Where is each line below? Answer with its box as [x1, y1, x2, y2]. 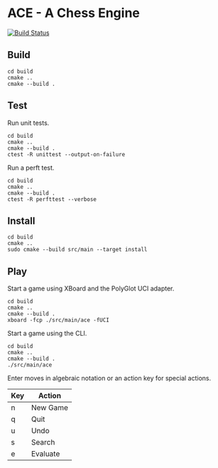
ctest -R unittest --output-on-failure [7, 151, 126, 158]
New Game [31, 403, 69, 413]
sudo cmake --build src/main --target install [7, 246, 148, 254]
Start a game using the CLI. [7, 329, 87, 338]
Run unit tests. [7, 119, 50, 127]
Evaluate [31, 449, 60, 459]
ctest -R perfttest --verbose [7, 195, 97, 203]
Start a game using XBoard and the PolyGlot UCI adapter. [7, 284, 175, 293]
